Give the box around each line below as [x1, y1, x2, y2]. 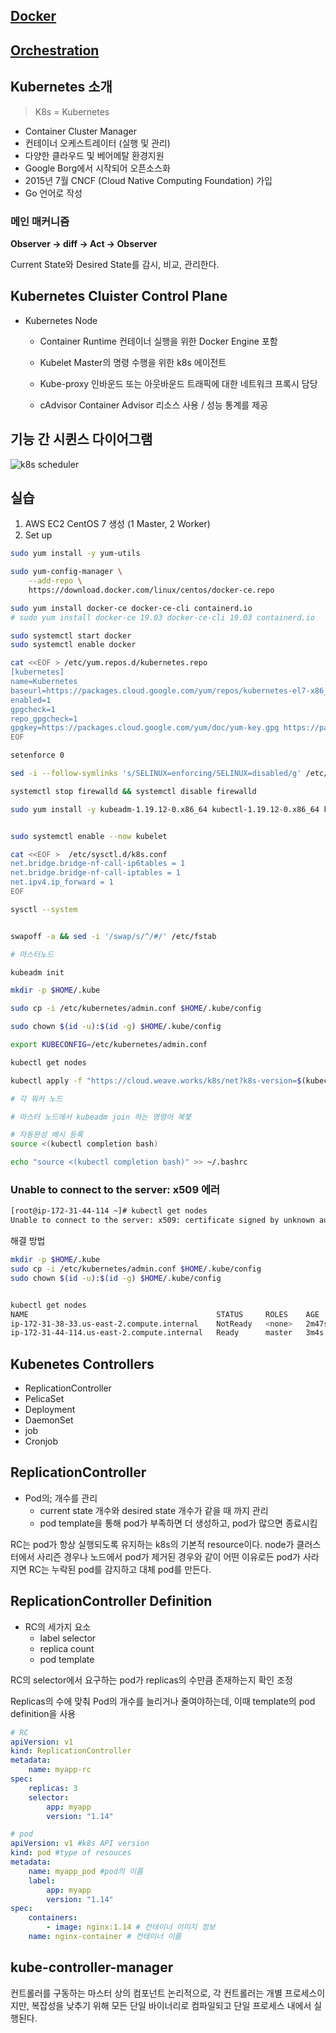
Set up [24, 529, 53, 541]
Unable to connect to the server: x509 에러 [10, 1183, 220, 1196]
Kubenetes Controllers [10, 1355, 155, 1373]
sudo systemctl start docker [10, 630, 132, 641]
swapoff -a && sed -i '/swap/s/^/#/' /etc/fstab [10, 931, 217, 941]
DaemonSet [24, 1414, 74, 1426]
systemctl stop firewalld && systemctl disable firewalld [10, 786, 257, 796]
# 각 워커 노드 [10, 1094, 63, 1104]
